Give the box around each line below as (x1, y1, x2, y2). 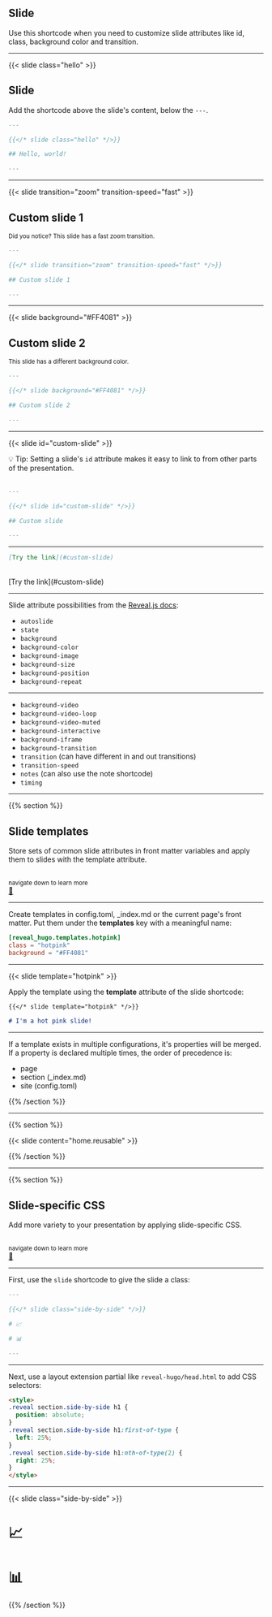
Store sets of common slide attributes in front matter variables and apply (8, 845, 251, 855)
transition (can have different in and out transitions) (19, 751, 197, 762)
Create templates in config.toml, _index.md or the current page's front (8, 909, 242, 919)
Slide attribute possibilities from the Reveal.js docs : (8, 600, 179, 610)
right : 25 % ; (15, 1456, 57, 1464)
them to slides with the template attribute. (8, 854, 147, 864)
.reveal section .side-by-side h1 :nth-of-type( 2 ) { (8, 1449, 183, 1457)
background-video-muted (19, 719, 101, 727)
